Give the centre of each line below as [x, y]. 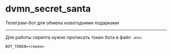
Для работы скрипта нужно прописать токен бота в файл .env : [74, 37]
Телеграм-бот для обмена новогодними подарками [62, 23]
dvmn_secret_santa [48, 9]
